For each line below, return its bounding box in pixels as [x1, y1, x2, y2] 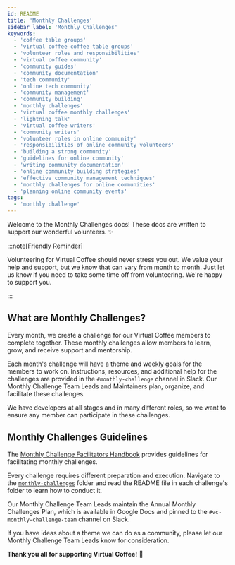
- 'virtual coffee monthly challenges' [13, 109, 131, 116]
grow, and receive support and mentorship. [7, 345, 132, 354]
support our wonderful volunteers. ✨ [7, 227, 114, 236]
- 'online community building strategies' [13, 167, 140, 175]
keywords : [7, 30, 37, 37]
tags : [7, 194, 23, 201]
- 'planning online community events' [13, 188, 128, 195]
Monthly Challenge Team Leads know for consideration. [7, 536, 170, 545]
